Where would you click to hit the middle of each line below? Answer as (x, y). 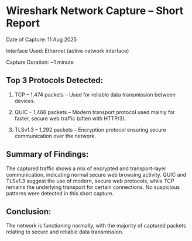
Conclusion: (29, 211)
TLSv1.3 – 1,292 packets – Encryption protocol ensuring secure (90, 129)
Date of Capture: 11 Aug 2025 (42, 39)
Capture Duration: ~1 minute (40, 62)
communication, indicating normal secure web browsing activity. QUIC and (96, 174)
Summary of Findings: (47, 154)
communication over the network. (55, 136)
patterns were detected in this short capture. (60, 193)
